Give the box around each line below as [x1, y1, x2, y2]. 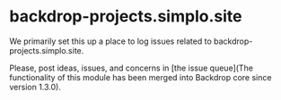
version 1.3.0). [9, 81, 61, 92]
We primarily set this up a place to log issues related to [9, 36, 213, 46]
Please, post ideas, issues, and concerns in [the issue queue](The [9, 62, 254, 73]
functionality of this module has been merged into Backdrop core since [9, 71, 272, 82]
